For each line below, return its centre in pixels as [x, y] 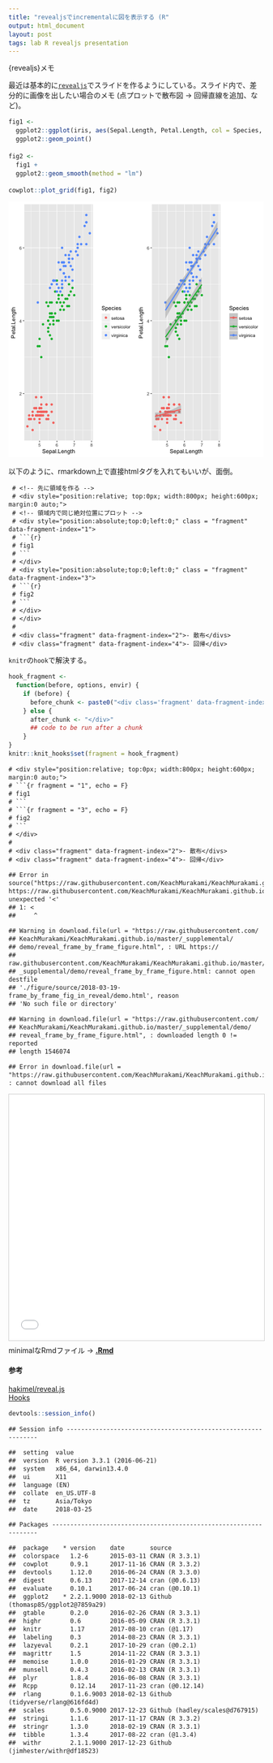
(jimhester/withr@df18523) [54, 1751]
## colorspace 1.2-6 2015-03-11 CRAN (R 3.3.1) [105, 1556]
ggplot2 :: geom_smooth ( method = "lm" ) [79, 173]
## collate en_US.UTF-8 [52, 1493]
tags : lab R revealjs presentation [68, 43]
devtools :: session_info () [52, 1414]
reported [23, 1044]
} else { [38, 711]
